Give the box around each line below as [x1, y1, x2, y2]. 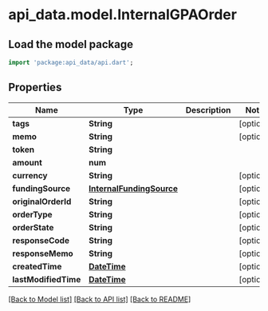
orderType [12, 209, 53, 220]
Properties [8, 81, 62, 94]
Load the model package [8, 38, 134, 51]
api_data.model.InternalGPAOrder [8, 6, 238, 24]
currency [12, 169, 48, 181]
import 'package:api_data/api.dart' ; [8, 58, 134, 66]
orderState [12, 221, 54, 233]
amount [12, 157, 42, 168]
